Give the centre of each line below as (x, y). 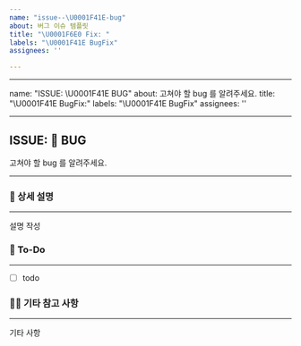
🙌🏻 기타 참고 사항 (44, 303)
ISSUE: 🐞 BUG (48, 140)
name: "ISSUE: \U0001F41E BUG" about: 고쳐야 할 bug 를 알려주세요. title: (142, 94)
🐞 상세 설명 (31, 196)
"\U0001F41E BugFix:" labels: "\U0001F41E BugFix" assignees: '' (128, 104)
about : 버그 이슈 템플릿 (49, 26)
